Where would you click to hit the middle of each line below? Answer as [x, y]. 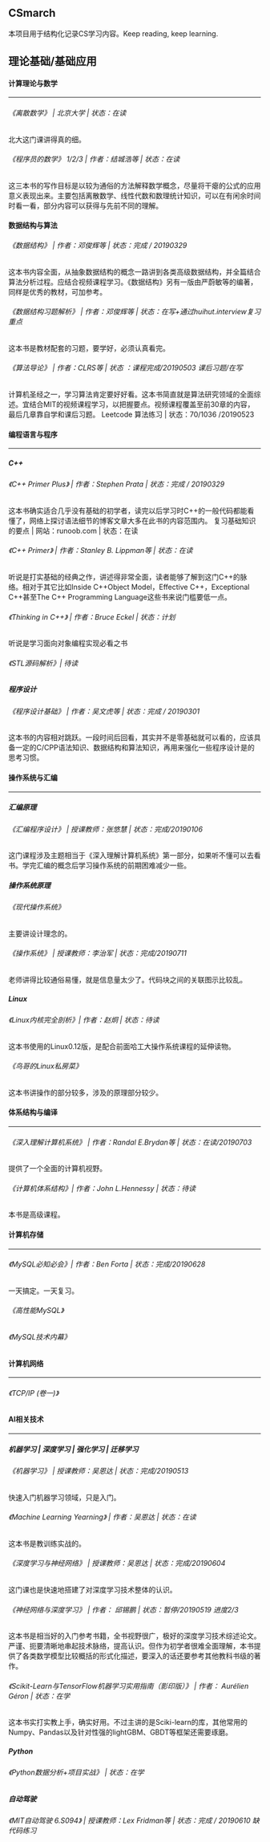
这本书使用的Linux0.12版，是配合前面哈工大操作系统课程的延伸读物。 [122, 1046]
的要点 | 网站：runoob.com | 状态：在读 [73, 531]
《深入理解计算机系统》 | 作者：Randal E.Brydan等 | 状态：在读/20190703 [130, 1142]
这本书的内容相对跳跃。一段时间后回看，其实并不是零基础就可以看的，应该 [131, 738]
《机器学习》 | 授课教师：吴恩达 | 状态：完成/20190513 [99, 1470]
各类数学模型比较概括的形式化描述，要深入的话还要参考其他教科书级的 [138, 1656]
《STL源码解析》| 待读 [43, 663]
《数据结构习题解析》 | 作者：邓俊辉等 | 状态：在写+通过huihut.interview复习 [135, 311]
